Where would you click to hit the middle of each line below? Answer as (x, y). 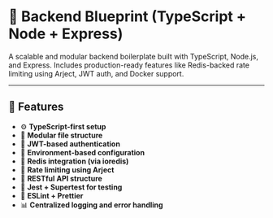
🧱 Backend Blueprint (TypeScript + (127, 17)
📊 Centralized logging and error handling (92, 205)
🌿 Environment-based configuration (82, 152)
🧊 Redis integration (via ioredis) (74, 161)
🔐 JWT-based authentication (70, 144)
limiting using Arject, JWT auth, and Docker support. (96, 73)
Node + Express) (66, 34)
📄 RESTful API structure (61, 178)
